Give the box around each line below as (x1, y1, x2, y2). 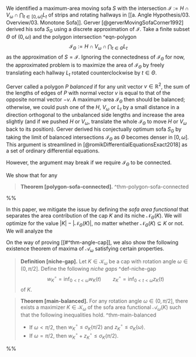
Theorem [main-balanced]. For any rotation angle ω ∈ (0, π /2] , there (20, 297, 188, 304)
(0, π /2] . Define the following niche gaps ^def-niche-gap (20, 266, 156, 273)
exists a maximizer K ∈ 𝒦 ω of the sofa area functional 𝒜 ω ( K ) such (20, 304, 181, 312)
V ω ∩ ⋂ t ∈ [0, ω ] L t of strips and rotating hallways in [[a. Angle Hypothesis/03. (6, 11, 190, 19)
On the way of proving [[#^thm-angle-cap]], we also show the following (6, 239, 178, 246)
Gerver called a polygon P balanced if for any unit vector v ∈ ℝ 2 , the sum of (6, 81, 190, 90)
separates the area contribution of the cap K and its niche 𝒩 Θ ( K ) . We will (6, 212, 182, 221)
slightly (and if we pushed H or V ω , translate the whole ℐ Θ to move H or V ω (6, 118, 187, 126)
